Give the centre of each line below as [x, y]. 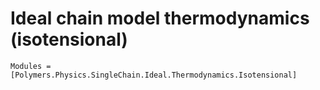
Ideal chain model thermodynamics [160, 18]
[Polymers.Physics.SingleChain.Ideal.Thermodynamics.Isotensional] [154, 75]
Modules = [31, 66]
